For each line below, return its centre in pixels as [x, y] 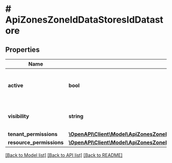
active [16, 85]
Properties [23, 49]
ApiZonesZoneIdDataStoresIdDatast [84, 20]
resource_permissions [36, 142]
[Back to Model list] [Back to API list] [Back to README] [64, 155]
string [76, 116]
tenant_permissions [33, 134]
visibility [19, 116]
